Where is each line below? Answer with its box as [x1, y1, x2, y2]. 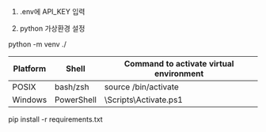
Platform [13, 63, 47, 74]
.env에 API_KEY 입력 [19, 7, 85, 16]
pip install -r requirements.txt [8, 115, 103, 124]
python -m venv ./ [8, 40, 67, 49]
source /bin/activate [104, 81, 180, 92]
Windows [12, 94, 47, 105]
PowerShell [54, 94, 97, 105]
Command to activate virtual [123, 58, 234, 69]
